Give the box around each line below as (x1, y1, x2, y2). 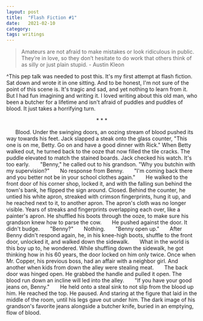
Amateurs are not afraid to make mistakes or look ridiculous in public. (21, 48, 195, 55)
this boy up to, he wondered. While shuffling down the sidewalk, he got (6, 245, 184, 252)
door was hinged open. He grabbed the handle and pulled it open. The (6, 271, 182, 278)
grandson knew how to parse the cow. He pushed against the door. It (6, 219, 188, 226)
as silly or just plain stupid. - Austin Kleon (21, 61, 125, 69)
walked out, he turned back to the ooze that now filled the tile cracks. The (6, 148, 190, 155)
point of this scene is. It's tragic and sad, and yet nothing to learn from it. (6, 86, 188, 93)
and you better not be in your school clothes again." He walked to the (6, 174, 188, 181)
